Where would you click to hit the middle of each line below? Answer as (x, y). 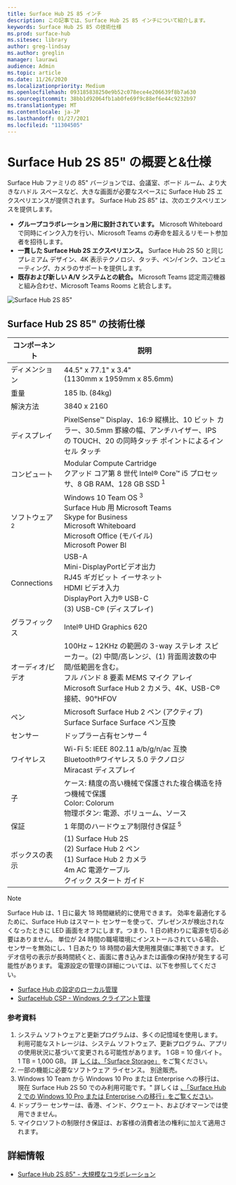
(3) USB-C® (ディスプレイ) (109, 608)
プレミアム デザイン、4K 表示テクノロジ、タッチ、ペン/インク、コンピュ (122, 259)
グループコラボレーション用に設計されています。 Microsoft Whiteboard (120, 224)
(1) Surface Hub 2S (96, 839)
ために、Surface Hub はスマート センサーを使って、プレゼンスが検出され (113, 921)
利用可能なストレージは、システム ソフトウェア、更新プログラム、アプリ (123, 1043)
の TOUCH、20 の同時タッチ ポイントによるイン (143, 441)
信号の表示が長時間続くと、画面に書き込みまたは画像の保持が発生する (121, 957)
